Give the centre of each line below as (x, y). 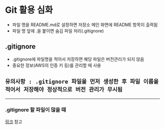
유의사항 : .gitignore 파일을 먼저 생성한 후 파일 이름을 (82, 82)
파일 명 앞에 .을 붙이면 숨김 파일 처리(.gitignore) (58, 31)
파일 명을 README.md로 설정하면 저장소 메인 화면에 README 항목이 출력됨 (85, 25)
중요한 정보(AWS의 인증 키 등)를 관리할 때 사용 (57, 65)
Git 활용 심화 (29, 10)
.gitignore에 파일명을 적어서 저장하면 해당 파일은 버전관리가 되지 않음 (78, 59)
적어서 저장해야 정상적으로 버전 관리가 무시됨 (64, 90)
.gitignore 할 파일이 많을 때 (36, 110)
